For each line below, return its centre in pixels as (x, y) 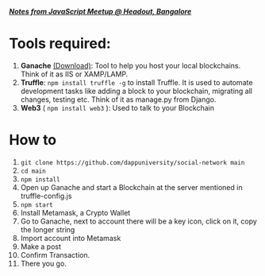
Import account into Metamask (71, 238)
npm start (37, 205)
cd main (33, 171)
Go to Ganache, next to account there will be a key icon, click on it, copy (138, 221)
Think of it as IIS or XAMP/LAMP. (74, 74)
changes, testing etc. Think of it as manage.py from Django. (118, 99)
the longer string (48, 229)
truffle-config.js (46, 196)
